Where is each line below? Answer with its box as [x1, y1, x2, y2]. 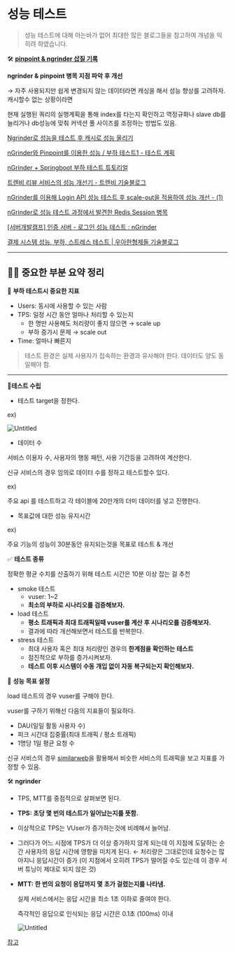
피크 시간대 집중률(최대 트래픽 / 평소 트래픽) [17, 730, 136, 738]
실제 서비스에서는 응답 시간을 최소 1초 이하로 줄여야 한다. [17, 894, 171, 903]
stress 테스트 [17, 635, 55, 644]
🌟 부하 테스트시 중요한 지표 [7, 286, 80, 295]
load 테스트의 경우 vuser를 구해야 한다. [7, 691, 114, 700]
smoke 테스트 [17, 584, 56, 593]
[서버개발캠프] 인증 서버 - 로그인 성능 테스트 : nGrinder [7, 223, 157, 231]
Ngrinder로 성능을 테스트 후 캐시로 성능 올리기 [7, 134, 134, 142]
